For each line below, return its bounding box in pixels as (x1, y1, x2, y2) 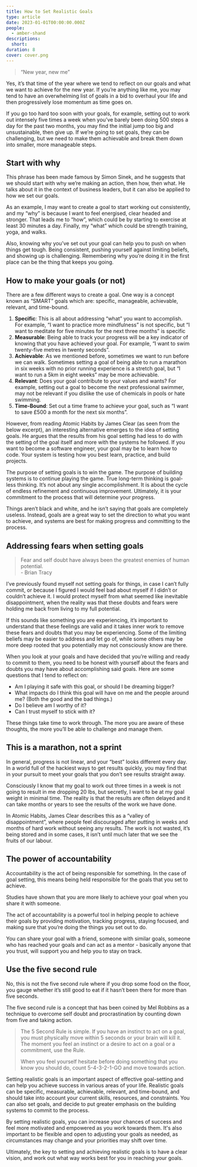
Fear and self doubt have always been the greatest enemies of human (20, 556, 189, 564)
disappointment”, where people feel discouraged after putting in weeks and (6, 818, 188, 825)
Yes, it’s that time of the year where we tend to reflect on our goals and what (6, 80, 191, 87)
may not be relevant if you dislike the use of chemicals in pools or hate (14, 390, 185, 397)
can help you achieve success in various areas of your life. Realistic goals (6, 1081, 184, 1089)
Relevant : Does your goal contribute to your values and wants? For (14, 377, 177, 384)
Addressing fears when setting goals (6, 541, 144, 551)
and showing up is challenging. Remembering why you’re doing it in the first (6, 252, 189, 259)
